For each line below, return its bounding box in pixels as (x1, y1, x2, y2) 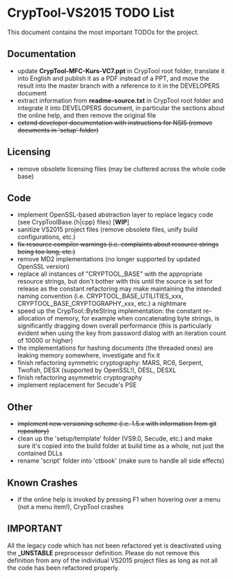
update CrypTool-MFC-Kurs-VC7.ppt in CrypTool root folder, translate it (17, 66, 225, 75)
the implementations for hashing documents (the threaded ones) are (17, 343, 214, 353)
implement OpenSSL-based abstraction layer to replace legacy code (17, 210, 214, 219)
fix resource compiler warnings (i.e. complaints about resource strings (17, 240, 219, 249)
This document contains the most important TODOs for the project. (7, 28, 200, 36)
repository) (17, 427, 50, 435)
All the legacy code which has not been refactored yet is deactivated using (7, 541, 221, 550)
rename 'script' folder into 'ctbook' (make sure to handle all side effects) (17, 456, 225, 465)
